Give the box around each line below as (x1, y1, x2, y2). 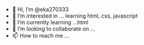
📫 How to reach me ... (12, 32, 69, 39)
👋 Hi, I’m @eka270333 (12, 6, 69, 13)
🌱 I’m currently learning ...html (12, 19, 89, 26)
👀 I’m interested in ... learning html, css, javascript (12, 12, 138, 19)
